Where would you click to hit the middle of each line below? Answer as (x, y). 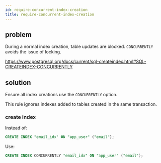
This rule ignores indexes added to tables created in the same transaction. (81, 104)
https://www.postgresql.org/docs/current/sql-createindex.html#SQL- (76, 62)
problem (18, 35)
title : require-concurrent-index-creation (50, 14)
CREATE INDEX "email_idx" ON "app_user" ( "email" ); (60, 137)
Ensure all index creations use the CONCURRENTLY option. (61, 95)
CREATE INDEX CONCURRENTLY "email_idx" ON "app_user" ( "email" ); (74, 156)
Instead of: (16, 128)
